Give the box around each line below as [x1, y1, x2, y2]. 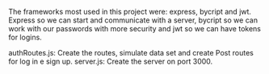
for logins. [8, 32, 42, 42]
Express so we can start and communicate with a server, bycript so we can [8, 15, 258, 25]
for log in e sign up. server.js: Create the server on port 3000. [8, 56, 213, 66]
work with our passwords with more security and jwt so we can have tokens [8, 24, 261, 33]
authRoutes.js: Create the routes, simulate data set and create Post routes [8, 48, 254, 57]
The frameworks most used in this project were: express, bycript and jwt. [8, 7, 252, 16]
